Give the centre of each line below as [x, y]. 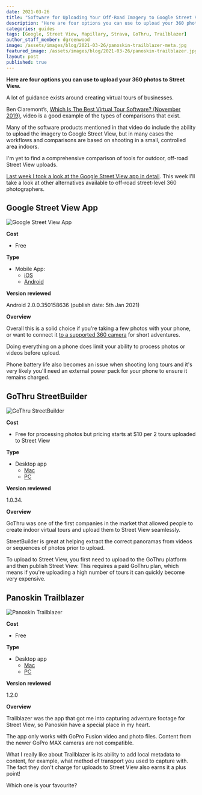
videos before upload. [33, 353]
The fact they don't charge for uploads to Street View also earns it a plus [96, 767]
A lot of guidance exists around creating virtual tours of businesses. [90, 98]
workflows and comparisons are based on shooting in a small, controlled [96, 140]
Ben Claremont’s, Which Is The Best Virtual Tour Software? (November [93, 109]
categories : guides [31, 29]
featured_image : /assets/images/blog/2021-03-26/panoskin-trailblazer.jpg [102, 51]
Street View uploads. [32, 164]
